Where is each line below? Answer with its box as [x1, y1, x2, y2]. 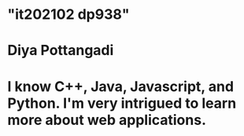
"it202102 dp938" [7, 6, 130, 24]
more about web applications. [7, 111, 206, 129]
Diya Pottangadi [7, 42, 114, 60]
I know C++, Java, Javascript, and [7, 77, 234, 95]
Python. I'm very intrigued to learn [7, 94, 237, 112]
